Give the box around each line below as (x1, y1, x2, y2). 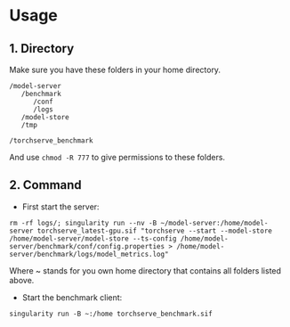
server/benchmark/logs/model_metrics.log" (9, 249, 169, 258)
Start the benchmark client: (21, 291, 123, 303)
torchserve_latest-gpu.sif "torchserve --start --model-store (36, 226, 273, 235)
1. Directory (9, 41, 75, 56)
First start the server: (21, 201, 100, 212)
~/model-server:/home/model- (160, 218, 269, 227)
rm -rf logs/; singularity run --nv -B (9, 218, 157, 227)
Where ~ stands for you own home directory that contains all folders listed (9, 265, 282, 276)
